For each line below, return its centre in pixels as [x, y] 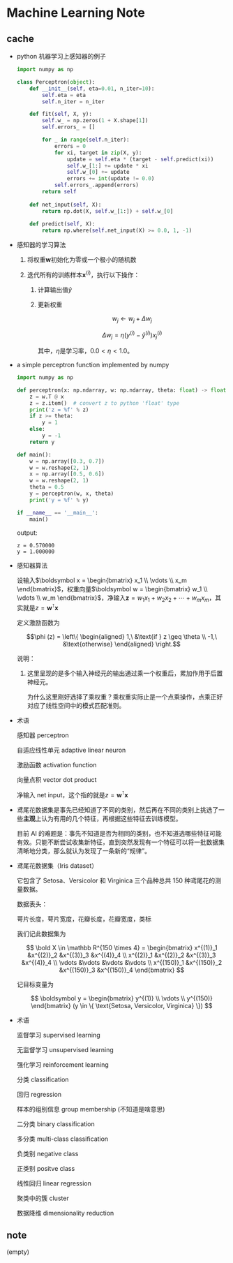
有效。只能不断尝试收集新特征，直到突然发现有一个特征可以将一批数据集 [120, 842]
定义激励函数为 [38, 622]
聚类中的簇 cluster [43, 1198]
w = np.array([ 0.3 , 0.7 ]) [67, 461]
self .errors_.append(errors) [96, 185]
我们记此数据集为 [41, 933]
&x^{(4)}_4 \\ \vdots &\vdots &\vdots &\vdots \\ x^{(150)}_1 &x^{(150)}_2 [122, 962]
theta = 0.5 [47, 487]
